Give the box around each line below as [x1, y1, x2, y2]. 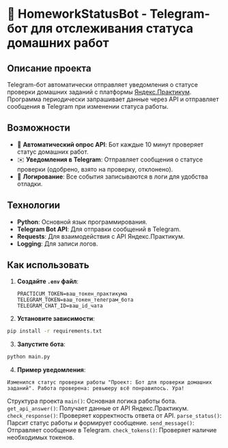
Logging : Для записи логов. [16, 239, 98, 248]
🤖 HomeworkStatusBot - [7, 6, 147, 22]
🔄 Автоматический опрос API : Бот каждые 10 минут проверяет [16, 140, 203, 148]
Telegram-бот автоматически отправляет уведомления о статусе [7, 81, 198, 88]
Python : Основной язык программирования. [16, 218, 148, 226]
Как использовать [7, 259, 90, 271]
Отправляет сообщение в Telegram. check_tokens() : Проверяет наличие [7, 426, 217, 434]
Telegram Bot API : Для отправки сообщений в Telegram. [16, 225, 181, 233]
